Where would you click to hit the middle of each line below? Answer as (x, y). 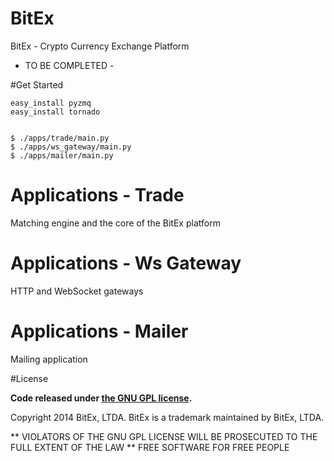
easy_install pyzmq (51, 103)
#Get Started (37, 84)
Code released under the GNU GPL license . (101, 398)
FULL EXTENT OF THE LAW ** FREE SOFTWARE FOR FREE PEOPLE (150, 447)
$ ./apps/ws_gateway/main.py (71, 147)
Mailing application (49, 359)
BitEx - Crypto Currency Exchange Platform (100, 46)
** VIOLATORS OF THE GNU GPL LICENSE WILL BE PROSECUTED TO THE (164, 436)
